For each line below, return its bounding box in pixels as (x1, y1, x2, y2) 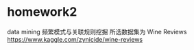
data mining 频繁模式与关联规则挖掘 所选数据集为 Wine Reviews (7, 27, 187, 36)
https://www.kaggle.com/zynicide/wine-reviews (7, 35, 143, 43)
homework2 (7, 4, 77, 20)
